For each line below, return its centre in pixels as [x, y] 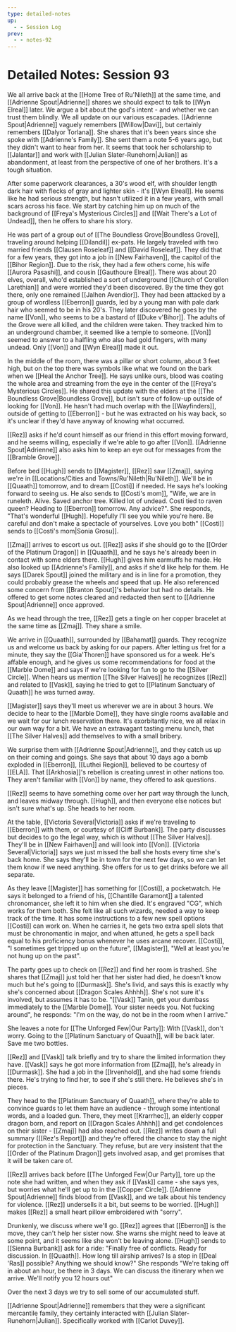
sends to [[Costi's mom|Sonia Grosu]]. [63, 531]
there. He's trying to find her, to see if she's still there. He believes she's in [115, 1080]
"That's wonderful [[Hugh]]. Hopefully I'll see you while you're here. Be [110, 516]
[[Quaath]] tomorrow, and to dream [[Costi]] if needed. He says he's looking [117, 486]
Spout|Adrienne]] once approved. [56, 605]
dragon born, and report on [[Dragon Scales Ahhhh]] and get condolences [115, 1124]
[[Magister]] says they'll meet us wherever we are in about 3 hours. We [110, 706]
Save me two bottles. [38, 1044]
